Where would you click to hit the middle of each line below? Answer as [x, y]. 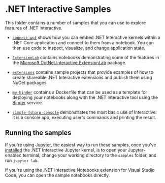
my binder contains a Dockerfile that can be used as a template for [80, 92]
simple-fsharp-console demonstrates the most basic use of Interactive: [84, 112]
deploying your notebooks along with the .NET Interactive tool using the [85, 97]
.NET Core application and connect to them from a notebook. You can [83, 42]
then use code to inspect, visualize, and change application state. [79, 48]
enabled [13, 155]
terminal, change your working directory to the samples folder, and [89, 155]
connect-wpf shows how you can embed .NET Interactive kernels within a [86, 37]
